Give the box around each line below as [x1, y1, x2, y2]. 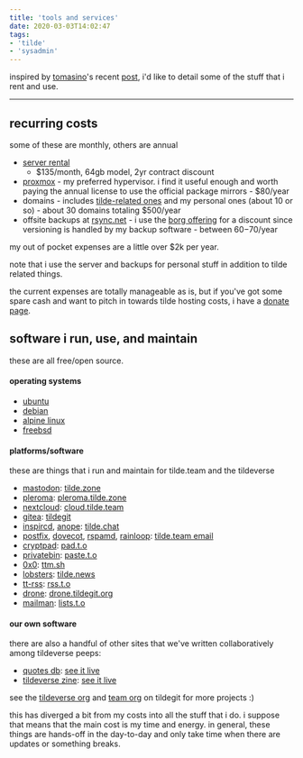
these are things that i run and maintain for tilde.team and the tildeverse [9, 465, 275, 476]
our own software [9, 618, 78, 629]
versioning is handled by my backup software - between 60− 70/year [22, 224, 278, 234]
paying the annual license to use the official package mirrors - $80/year [22, 186, 290, 196]
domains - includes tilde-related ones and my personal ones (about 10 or [22, 195, 293, 205]
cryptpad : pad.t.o [22, 540, 87, 551]
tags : [9, 30, 30, 39]
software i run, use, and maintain [9, 331, 198, 347]
